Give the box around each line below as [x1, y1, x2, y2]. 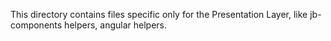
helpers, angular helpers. [64, 19, 168, 31]
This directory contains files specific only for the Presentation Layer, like [10, 9, 308, 20]
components [10, 19, 63, 31]
